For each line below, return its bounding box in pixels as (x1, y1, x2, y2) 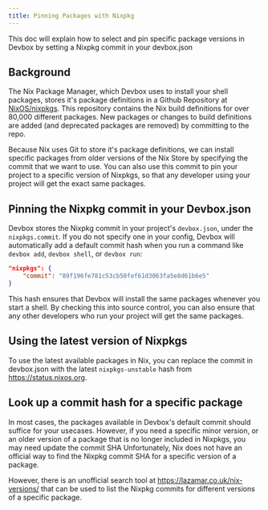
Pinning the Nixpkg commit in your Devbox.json (8, 202, 251, 216)
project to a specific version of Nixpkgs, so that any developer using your (8, 170, 251, 180)
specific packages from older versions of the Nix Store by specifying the (8, 153, 249, 163)
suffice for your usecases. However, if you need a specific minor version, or (8, 426, 259, 435)
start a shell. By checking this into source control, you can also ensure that (8, 302, 255, 312)
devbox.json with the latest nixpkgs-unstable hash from (8, 364, 193, 374)
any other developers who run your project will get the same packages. (8, 310, 244, 321)
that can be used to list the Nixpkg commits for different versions (40, 484, 255, 493)
